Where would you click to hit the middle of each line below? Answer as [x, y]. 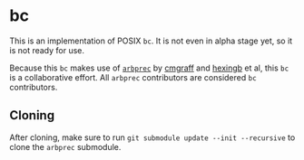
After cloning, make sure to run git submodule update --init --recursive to [152, 137]
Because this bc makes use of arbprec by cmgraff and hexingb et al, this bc [149, 68]
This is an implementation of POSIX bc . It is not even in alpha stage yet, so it [151, 41]
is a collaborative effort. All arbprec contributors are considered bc [133, 77]
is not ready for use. [47, 50]
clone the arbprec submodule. [65, 146]
